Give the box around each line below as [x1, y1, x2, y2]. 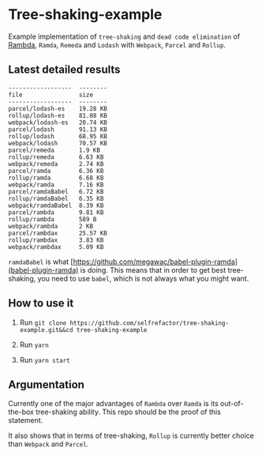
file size [8, 91, 93, 99]
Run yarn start [19, 355, 70, 364]
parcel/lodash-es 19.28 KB [8, 104, 108, 112]
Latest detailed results [8, 63, 121, 77]
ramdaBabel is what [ [8, 257, 73, 266]
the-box [8, 407, 34, 416]
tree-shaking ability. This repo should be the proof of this [35, 407, 221, 416]
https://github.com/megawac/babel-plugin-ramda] [73, 257, 238, 266]
